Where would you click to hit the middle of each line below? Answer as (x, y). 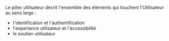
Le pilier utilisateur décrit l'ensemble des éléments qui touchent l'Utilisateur (85, 7)
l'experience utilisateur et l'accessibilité (54, 28)
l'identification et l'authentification (49, 23)
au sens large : (21, 13)
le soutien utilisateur (34, 34)
